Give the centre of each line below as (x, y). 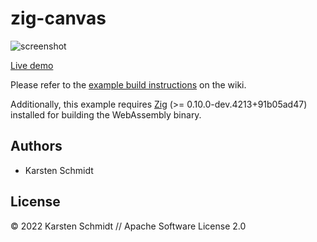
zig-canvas (58, 18)
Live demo (32, 65)
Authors (36, 146)
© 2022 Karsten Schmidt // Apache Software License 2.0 (128, 226)
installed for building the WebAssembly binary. (106, 114)
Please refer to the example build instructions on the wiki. (128, 84)
